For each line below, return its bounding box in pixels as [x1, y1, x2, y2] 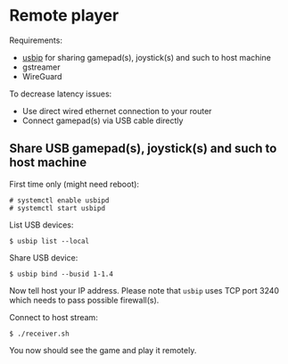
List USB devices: [9, 219, 74, 230]
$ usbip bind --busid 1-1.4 [9, 269, 114, 278]
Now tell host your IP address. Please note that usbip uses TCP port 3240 [9, 285, 279, 295]
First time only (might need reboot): [9, 178, 140, 189]
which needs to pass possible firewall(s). [9, 294, 160, 305]
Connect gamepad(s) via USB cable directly [21, 115, 184, 126]
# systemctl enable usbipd [9, 195, 110, 205]
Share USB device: [9, 252, 78, 263]
